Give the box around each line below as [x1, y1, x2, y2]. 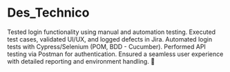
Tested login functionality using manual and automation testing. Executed [7, 28, 216, 36]
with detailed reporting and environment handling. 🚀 [7, 57, 155, 65]
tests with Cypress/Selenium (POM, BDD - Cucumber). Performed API [7, 42, 206, 51]
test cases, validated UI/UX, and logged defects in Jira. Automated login [7, 35, 213, 43]
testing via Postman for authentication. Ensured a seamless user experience [7, 50, 224, 58]
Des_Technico [7, 5, 90, 21]
